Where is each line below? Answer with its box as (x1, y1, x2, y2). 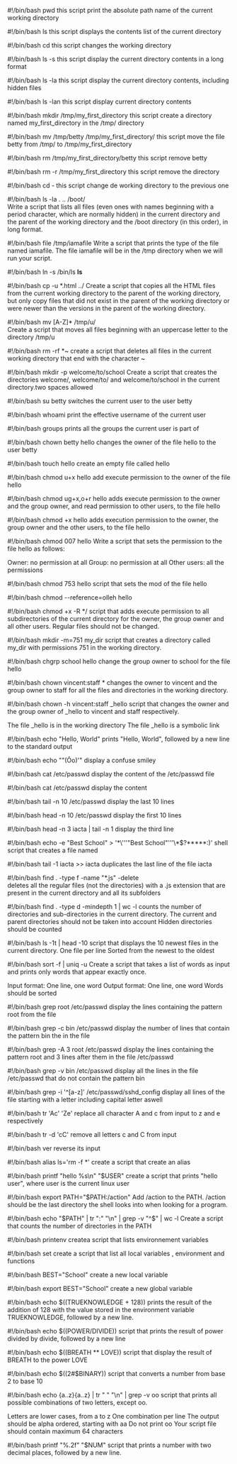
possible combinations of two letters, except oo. (7, 1398, 148, 1407)
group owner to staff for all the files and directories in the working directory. (7, 686, 229, 694)
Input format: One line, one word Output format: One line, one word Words (7, 981, 224, 989)
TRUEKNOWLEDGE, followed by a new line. (7, 1313, 134, 1321)
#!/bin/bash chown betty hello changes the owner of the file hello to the (7, 438, 216, 446)
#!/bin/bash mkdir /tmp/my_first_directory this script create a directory (7, 111, 212, 119)
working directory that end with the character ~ (7, 354, 146, 363)
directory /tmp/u (7, 333, 55, 341)
